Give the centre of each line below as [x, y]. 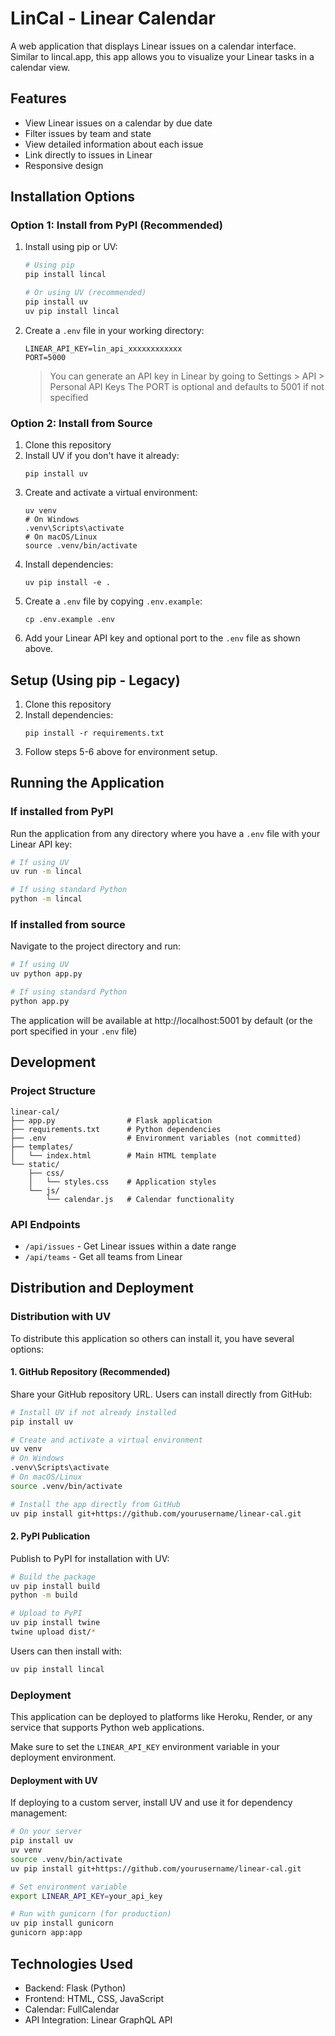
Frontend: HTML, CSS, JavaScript [94, 1998]
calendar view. [40, 67]
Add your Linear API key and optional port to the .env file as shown [162, 638]
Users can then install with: [66, 1651]
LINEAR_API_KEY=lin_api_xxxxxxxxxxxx [103, 348]
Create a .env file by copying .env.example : [113, 601]
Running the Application [87, 783]
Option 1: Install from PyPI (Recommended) [116, 225]
